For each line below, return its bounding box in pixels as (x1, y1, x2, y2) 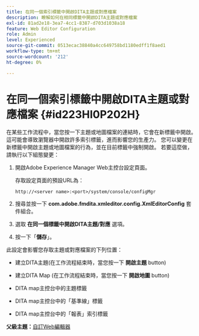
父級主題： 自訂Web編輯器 (6, 323, 71, 331)
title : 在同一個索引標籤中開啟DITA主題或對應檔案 (6, 8, 117, 15)
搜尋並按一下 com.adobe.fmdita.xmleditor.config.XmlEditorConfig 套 (14, 200, 192, 208)
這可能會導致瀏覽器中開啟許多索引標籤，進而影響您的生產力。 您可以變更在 (6, 136, 193, 144)
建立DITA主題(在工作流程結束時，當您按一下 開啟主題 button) (14, 259, 166, 266)
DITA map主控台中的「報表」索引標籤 (14, 310, 109, 317)
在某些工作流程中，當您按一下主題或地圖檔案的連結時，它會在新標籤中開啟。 (6, 128, 197, 136)
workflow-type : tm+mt (6, 48, 61, 54)
